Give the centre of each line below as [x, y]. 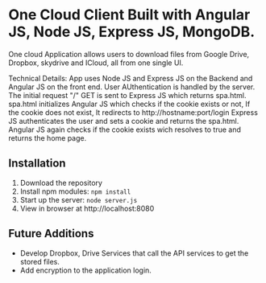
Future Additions [51, 234]
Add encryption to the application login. [85, 270]
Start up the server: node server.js [79, 199]
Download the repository [61, 183]
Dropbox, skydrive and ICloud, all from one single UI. [96, 63]
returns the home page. [48, 137]
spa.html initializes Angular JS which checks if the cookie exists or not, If [129, 104]
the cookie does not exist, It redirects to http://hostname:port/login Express [133, 112]
